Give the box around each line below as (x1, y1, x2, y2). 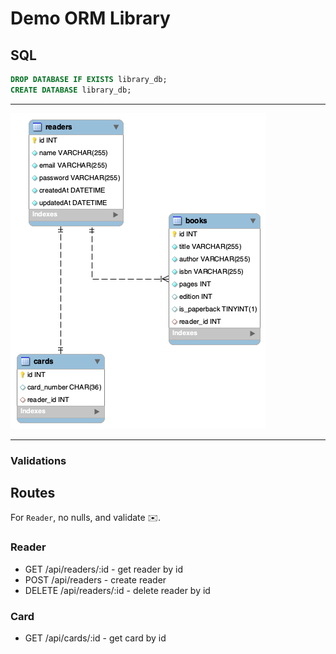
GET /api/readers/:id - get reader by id (24, 563, 183, 575)
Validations (10, 453, 67, 467)
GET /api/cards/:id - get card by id (24, 632, 167, 644)
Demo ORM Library (10, 7, 171, 30)
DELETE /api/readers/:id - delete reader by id (24, 584, 211, 596)
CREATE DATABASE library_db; (10, 85, 132, 95)
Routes (10, 485, 56, 502)
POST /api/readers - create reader (24, 573, 167, 586)
